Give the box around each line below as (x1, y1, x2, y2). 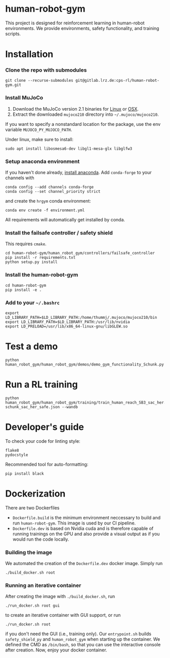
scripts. (5, 30, 21, 37)
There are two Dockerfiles (5, 505, 60, 511)
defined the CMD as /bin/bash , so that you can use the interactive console (5, 642, 161, 648)
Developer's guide (5, 421, 84, 433)
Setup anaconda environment (5, 158, 80, 165)
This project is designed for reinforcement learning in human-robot (5, 20, 145, 26)
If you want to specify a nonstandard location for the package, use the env (5, 121, 161, 127)
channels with (5, 175, 34, 181)
